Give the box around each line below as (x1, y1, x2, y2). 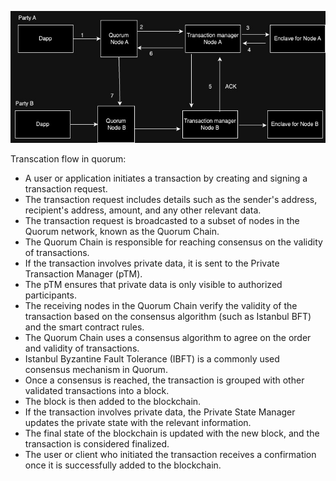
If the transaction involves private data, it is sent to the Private (24, 257, 280, 270)
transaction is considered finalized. (24, 438, 170, 450)
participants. (24, 289, 77, 301)
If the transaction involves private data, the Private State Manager (24, 406, 296, 418)
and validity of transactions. (24, 342, 140, 355)
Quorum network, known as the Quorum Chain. (24, 226, 220, 238)
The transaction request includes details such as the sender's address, (24, 194, 318, 206)
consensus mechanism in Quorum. (24, 364, 168, 376)
